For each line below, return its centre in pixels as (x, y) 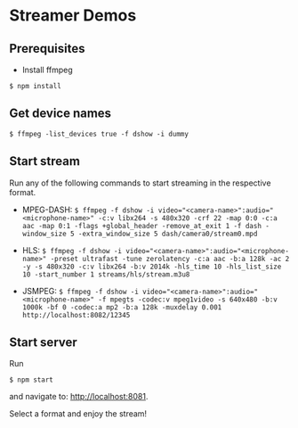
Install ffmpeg (47, 70)
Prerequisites (47, 49)
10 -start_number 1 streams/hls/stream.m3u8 (106, 274)
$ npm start (31, 380)
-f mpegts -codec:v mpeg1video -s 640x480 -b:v (187, 300)
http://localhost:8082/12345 (76, 315)
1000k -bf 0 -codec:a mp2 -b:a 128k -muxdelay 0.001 (122, 307)
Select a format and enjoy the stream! (78, 414)
